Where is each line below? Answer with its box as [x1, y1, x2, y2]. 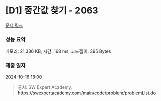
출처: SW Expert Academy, [17, 84, 72, 90]
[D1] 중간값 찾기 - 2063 [5, 5, 98, 16]
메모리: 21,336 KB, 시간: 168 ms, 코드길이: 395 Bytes [5, 48, 111, 54]
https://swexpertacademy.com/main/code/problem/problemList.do [17, 90, 156, 96]
